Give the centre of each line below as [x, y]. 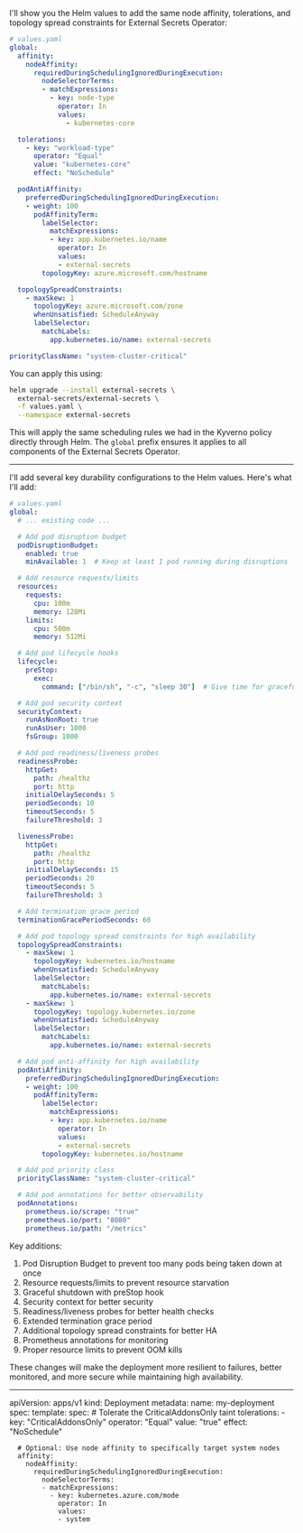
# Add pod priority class [66, 1170]
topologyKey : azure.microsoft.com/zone [108, 306]
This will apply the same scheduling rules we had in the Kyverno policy [141, 432]
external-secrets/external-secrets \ [88, 398]
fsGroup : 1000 [52, 737]
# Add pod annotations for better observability [110, 1195]
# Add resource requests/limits [78, 578]
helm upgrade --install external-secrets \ [92, 390]
